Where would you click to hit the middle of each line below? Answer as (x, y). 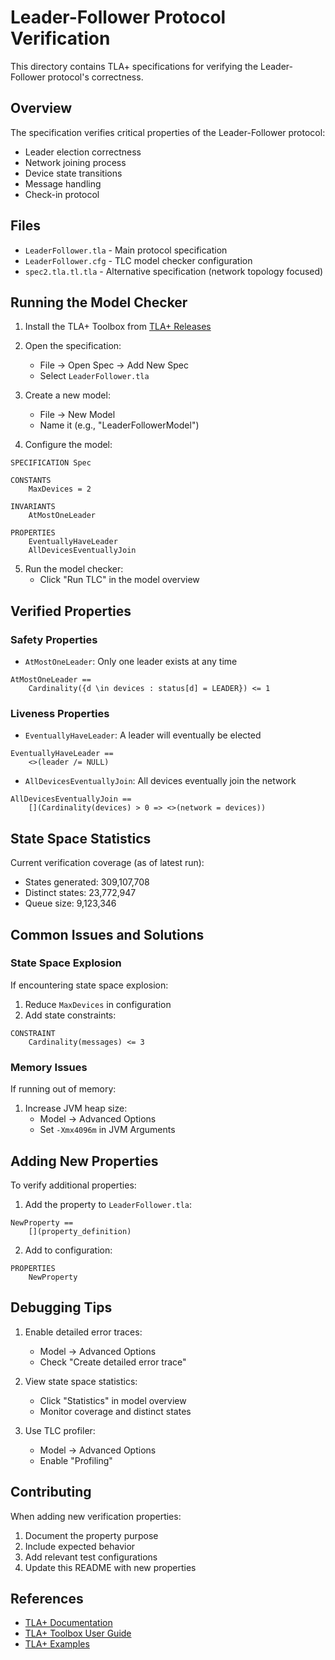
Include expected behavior (80, 1546)
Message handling (63, 183)
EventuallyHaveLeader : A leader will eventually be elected (143, 735)
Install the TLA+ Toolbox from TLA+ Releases (118, 327)
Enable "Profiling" (76, 1460)
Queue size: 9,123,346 (70, 903)
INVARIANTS (33, 507)
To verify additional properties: (73, 1185)
